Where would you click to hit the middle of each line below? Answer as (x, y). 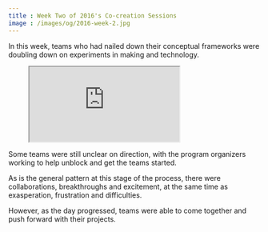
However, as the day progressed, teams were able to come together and (127, 210)
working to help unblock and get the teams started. (93, 162)
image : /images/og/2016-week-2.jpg (69, 23)
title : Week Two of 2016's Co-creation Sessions (93, 16)
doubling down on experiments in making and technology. (104, 54)
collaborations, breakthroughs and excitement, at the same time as (118, 186)
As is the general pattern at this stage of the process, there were (115, 178)
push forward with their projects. (62, 219)
